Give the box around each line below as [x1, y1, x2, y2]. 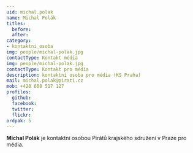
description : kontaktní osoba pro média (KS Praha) [6, 72, 141, 78]
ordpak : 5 [6, 117, 32, 124]
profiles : [6, 89, 32, 95]
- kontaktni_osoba [6, 44, 53, 50]
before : [12, 26, 32, 33]
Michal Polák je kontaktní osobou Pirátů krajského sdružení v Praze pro [6, 135, 187, 142]
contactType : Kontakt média [6, 55, 78, 61]
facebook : [12, 100, 37, 106]
